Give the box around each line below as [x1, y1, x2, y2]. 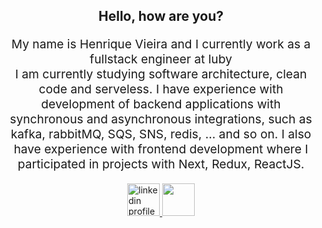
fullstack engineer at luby [89, 50, 233, 67]
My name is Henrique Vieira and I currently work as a [11, 35, 311, 52]
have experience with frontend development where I [13, 140, 309, 157]
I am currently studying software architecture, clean [14, 65, 308, 82]
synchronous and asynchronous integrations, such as [9, 110, 313, 127]
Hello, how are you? [98, 8, 224, 25]
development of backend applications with [41, 95, 281, 112]
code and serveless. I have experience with [38, 80, 284, 97]
